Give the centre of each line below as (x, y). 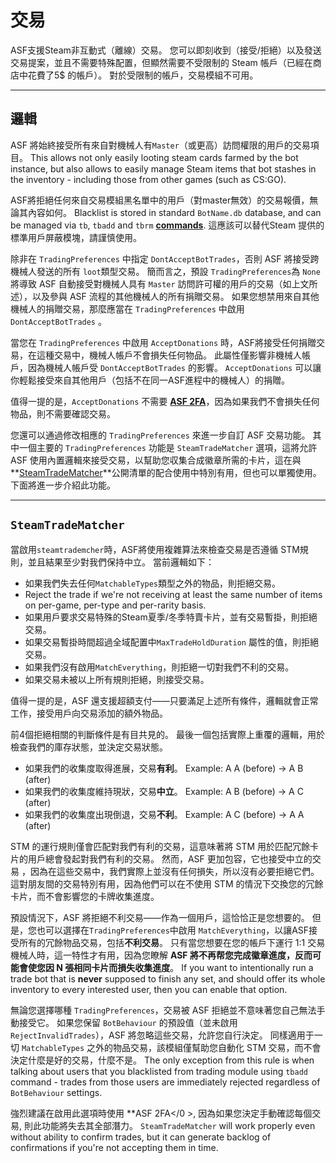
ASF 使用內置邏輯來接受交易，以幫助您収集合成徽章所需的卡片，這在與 (156, 460)
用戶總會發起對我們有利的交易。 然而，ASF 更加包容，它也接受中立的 (170, 858)
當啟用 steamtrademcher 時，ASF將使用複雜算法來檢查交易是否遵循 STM (155, 549)
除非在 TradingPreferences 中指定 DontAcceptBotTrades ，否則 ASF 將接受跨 (165, 258)
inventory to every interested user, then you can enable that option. (149, 989)
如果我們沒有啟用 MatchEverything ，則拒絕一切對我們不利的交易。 (159, 667)
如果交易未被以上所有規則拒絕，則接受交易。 (117, 679)
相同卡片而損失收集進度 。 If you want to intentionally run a (193, 967)
